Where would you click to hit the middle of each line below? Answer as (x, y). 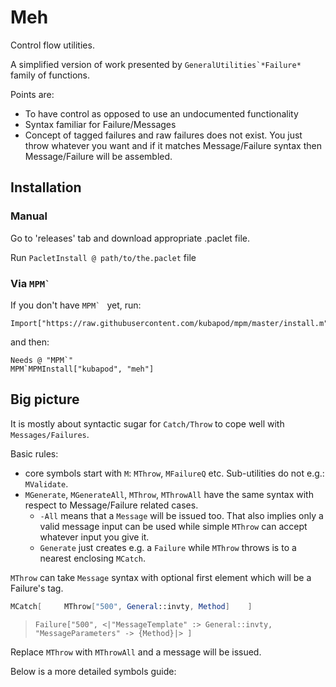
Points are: (32, 94)
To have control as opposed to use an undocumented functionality (161, 113)
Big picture (45, 399)
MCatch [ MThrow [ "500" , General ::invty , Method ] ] (131, 606)
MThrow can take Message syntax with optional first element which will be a (161, 577)
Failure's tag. (37, 588)
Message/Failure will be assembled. (98, 156)
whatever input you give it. (94, 537)
